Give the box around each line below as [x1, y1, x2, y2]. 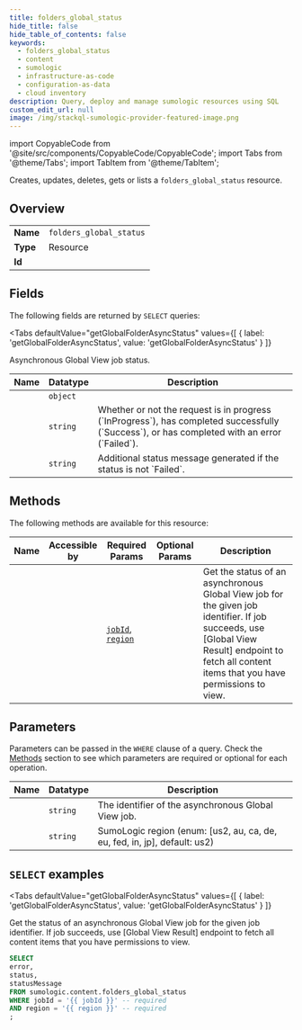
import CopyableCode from [9, 139, 111, 149]
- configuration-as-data [17, 80, 111, 89]
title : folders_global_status [9, 13, 123, 22]
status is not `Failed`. [97, 462, 186, 475]
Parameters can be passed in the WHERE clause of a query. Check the [9, 743, 263, 754]
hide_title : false [9, 22, 78, 31]
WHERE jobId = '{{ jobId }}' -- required [9, 996, 167, 1005]
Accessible [49, 539, 98, 551]
